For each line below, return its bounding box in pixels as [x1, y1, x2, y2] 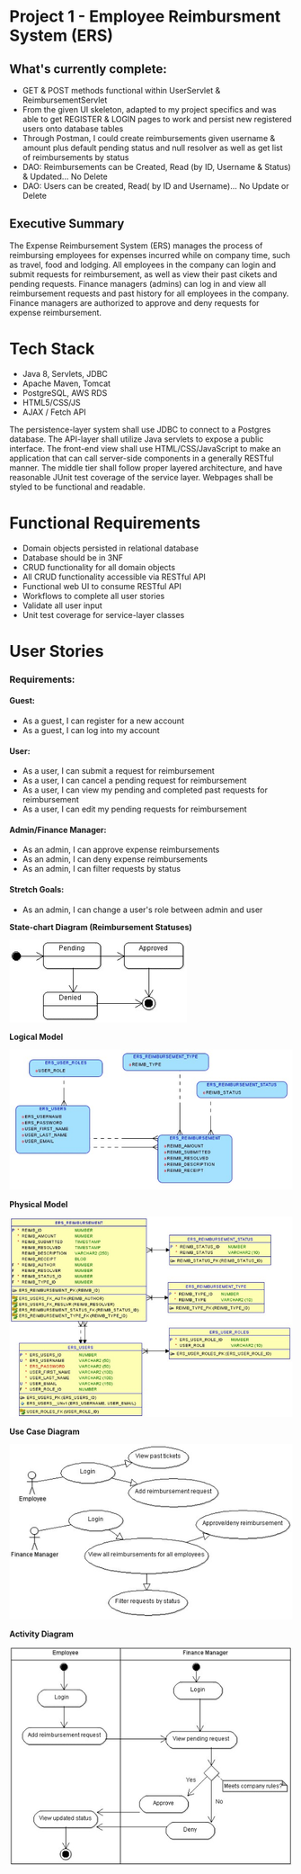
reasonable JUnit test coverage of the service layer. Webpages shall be [9, 471, 274, 482]
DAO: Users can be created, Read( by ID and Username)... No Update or [22, 181, 289, 191]
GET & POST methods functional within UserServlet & [22, 85, 221, 95]
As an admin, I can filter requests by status [22, 864, 181, 874]
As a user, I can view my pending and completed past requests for [22, 785, 268, 795]
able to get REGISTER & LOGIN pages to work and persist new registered [22, 114, 292, 124]
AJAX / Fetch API [22, 407, 87, 417]
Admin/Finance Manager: [9, 824, 107, 835]
